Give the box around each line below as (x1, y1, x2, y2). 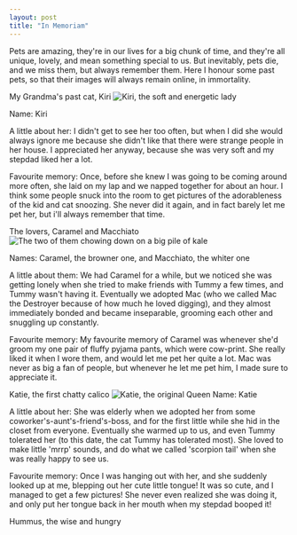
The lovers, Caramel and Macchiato (9, 225, 139, 236)
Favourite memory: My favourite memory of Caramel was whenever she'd (9, 334, 279, 344)
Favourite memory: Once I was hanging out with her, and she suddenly (9, 470, 268, 481)
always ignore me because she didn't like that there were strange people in (9, 135, 284, 146)
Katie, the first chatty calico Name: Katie (9, 389, 258, 399)
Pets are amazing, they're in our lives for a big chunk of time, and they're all (9, 45, 285, 56)
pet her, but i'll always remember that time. (9, 208, 166, 219)
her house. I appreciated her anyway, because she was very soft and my (9, 144, 275, 155)
